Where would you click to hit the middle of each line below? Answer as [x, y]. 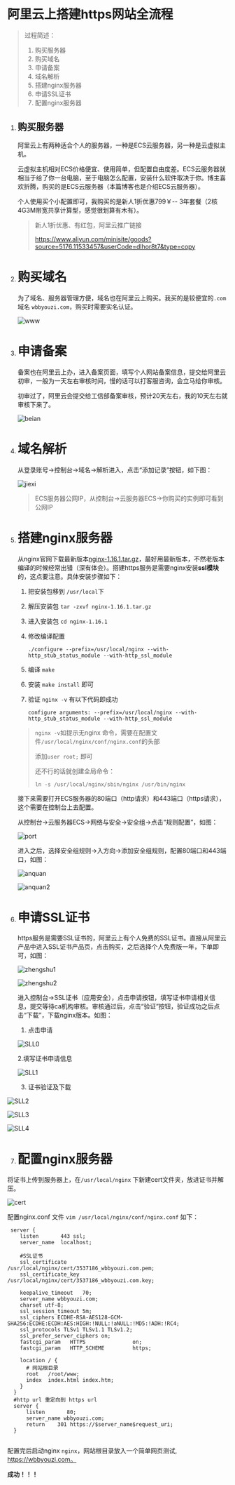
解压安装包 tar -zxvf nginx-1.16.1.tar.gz [90, 606]
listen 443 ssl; [53, 1237]
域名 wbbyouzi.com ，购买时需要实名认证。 [77, 307]
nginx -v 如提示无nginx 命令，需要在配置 [93, 732]
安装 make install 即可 [61, 684]
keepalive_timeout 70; [56, 1293]
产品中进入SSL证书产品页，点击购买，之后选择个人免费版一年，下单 [115, 947]
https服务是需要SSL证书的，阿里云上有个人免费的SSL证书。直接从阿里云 [122, 938]
